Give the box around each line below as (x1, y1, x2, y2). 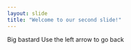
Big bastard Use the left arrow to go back (7, 35, 124, 43)
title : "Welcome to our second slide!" (7, 16, 122, 23)
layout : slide (7, 10, 48, 17)
